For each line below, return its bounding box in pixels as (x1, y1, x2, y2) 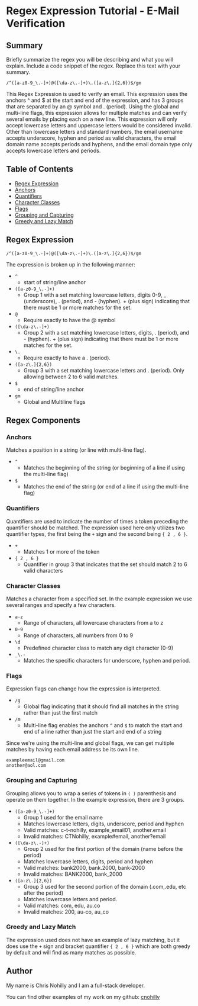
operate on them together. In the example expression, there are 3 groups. (6, 796, 185, 803)
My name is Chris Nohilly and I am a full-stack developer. (6, 982, 145, 989)
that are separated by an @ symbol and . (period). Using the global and (6, 103, 179, 110)
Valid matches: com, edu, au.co (23, 902, 100, 909)
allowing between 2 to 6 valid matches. (23, 373, 119, 380)
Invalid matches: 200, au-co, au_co (23, 908, 109, 915)
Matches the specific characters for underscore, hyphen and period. (23, 657, 190, 664)
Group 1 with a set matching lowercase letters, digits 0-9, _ (23, 291, 167, 298)
